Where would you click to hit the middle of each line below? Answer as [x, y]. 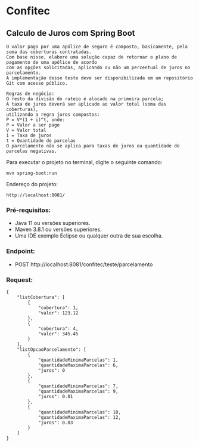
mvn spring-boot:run [32, 173]
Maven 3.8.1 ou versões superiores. [58, 229]
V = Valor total [26, 130]
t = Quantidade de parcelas [41, 141]
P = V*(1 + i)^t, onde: [36, 120]
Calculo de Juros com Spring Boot [71, 33]
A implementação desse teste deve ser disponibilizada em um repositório [100, 78]
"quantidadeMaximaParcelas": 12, [79, 417]
